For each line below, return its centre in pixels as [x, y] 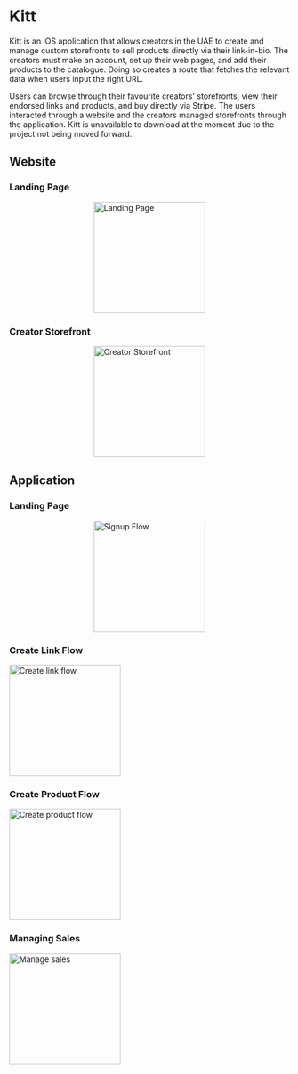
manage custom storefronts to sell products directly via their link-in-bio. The [149, 50]
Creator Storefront [50, 331]
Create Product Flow [54, 794]
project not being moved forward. [71, 133]
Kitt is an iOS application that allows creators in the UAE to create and [137, 41]
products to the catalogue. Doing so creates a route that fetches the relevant [149, 69]
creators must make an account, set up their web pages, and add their [138, 60]
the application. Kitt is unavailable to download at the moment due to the [142, 124]
